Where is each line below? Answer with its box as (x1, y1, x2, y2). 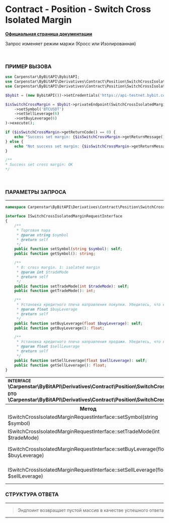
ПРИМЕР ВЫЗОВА (5, 63, 52, 70)
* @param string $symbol (16, 233, 69, 238)
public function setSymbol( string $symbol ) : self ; (14, 247, 123, 252)
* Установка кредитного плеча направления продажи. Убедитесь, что (16, 339, 161, 344)
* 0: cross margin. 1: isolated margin (16, 265, 100, 270)
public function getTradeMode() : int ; (14, 288, 96, 293)
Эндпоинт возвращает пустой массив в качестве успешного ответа (17, 507, 164, 513)
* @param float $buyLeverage (16, 307, 78, 312)
